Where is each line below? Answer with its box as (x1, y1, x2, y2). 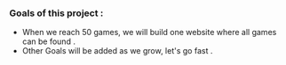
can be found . (21, 36, 75, 47)
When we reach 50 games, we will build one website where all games (21, 27, 277, 38)
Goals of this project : (9, 7, 104, 19)
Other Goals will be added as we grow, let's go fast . (21, 46, 213, 56)
